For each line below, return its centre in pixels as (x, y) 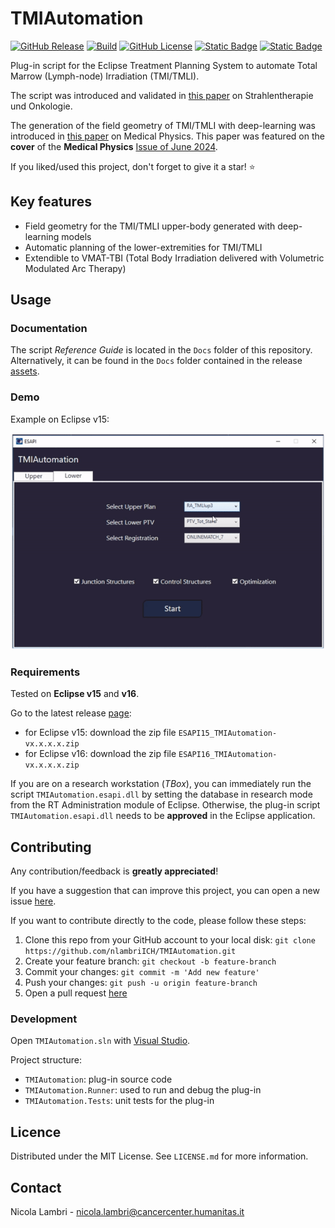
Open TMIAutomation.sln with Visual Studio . (100, 1041)
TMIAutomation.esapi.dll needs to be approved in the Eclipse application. (163, 816)
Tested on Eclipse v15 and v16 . (75, 694)
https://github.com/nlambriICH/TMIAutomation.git (130, 952)
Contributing (51, 847)
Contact (36, 1187)
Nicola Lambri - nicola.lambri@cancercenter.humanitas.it (127, 1212)
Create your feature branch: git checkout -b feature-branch (150, 961)
